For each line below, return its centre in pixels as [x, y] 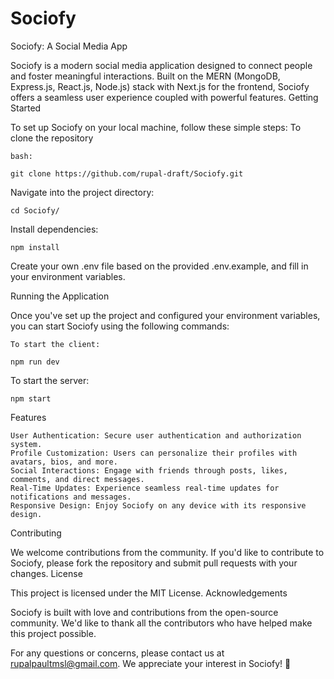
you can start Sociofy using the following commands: [120, 326]
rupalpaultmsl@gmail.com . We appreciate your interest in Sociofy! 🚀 [151, 663]
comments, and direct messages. [77, 479]
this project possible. [53, 633]
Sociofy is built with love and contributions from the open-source [144, 612]
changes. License [46, 573]
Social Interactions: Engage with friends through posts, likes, [149, 470]
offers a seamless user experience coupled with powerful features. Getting [164, 97]
